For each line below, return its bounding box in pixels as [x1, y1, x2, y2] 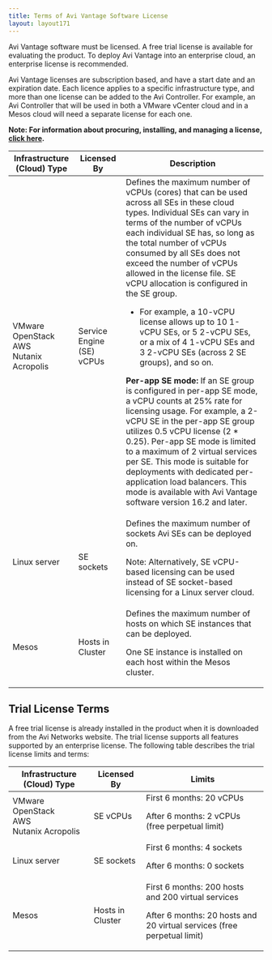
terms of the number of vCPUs [125, 216, 242, 228]
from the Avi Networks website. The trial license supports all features [8, 732, 239, 742]
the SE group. [125, 288, 178, 299]
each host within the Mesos [125, 656, 231, 668]
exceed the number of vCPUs [125, 257, 238, 268]
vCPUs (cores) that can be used [125, 186, 249, 198]
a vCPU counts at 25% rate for [125, 395, 243, 406]
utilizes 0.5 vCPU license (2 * [125, 425, 239, 437]
